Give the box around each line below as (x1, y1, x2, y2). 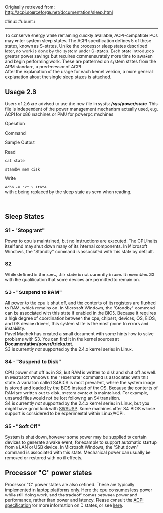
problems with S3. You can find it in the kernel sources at (5, 336, 119, 342)
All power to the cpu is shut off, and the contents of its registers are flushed (5, 300, 156, 306)
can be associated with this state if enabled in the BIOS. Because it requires (5, 310, 156, 316)
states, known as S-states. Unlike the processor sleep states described (5, 43, 147, 49)
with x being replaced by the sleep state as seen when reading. (5, 189, 132, 195)
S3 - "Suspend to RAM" (5, 289, 62, 295)
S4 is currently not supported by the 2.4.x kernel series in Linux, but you (5, 400, 149, 406)
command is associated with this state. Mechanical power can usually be (5, 449, 151, 455)
